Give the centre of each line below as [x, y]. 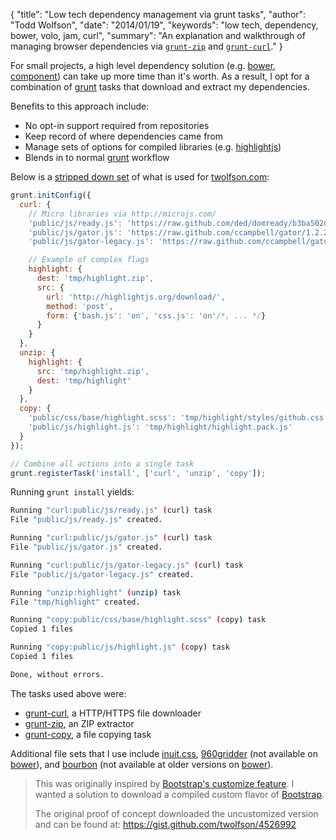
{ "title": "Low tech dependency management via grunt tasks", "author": [158, 14]
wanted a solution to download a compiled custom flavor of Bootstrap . [179, 794]
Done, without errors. [57, 674]
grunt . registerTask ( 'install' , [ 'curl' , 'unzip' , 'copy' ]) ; [138, 473]
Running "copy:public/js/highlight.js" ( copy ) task [120, 647]
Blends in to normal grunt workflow [97, 157]
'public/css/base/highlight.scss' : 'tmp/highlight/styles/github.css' [178, 418]
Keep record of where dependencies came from [124, 136]
